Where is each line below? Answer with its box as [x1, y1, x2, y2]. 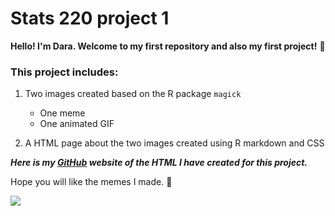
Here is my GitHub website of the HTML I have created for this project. [10, 157, 308, 169]
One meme [39, 107, 86, 119]
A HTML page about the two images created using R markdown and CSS [24, 137, 325, 149]
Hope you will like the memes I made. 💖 [10, 176, 173, 188]
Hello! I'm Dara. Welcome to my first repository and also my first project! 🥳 [10, 40, 326, 52]
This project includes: [10, 65, 119, 79]
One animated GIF [39, 118, 115, 130]
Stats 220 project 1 [10, 7, 170, 30]
